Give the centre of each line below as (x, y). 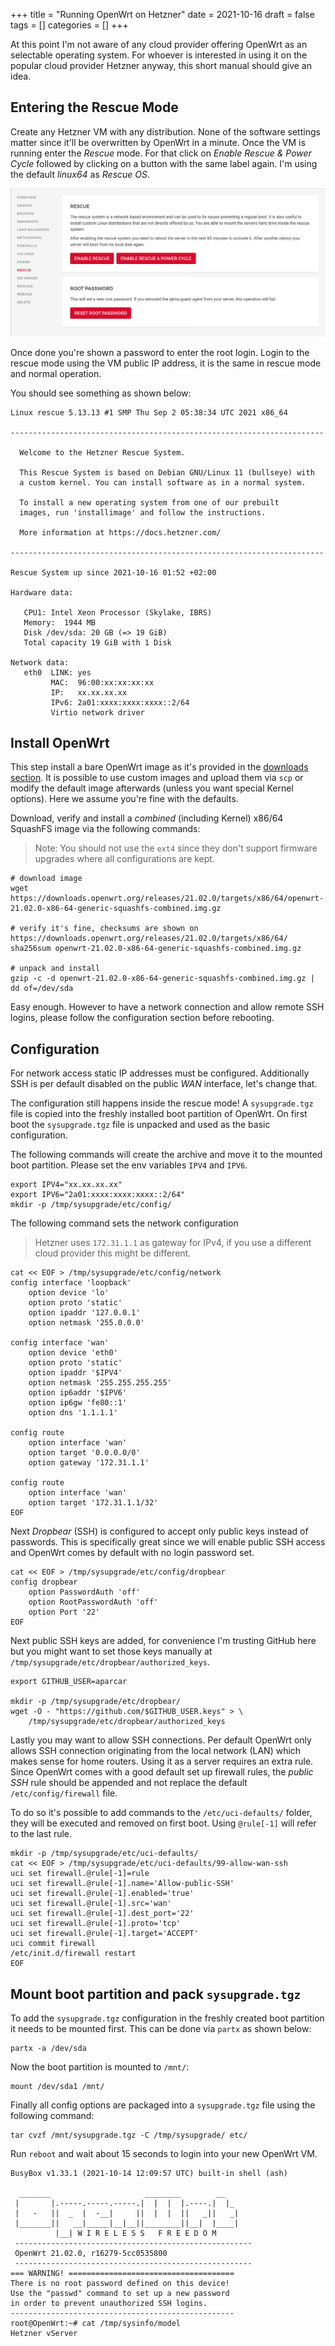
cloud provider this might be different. (113, 1253)
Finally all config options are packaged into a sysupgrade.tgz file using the (163, 2105)
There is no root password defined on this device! (120, 2283)
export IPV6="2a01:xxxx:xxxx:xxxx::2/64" (98, 1195)
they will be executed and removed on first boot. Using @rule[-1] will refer (163, 1823)
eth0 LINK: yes (57, 672)
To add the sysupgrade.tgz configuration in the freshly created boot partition (167, 2018)
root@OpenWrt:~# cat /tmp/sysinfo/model (96, 2323)
